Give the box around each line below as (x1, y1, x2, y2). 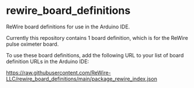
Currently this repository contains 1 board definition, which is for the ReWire (6, 34, 188, 41)
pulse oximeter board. (6, 41, 59, 47)
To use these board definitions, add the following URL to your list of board (6, 52, 184, 58)
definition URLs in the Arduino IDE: (6, 58, 89, 65)
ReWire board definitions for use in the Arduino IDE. (6, 23, 130, 30)
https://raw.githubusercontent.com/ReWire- (6, 69, 111, 76)
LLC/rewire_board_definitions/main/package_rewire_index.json (6, 75, 158, 82)
